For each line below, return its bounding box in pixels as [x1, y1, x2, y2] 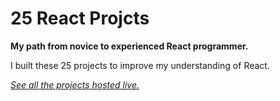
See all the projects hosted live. [10, 78, 140, 91]
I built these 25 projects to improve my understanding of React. [10, 59, 270, 71]
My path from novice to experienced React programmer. [10, 40, 249, 52]
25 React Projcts [10, 7, 150, 30]
